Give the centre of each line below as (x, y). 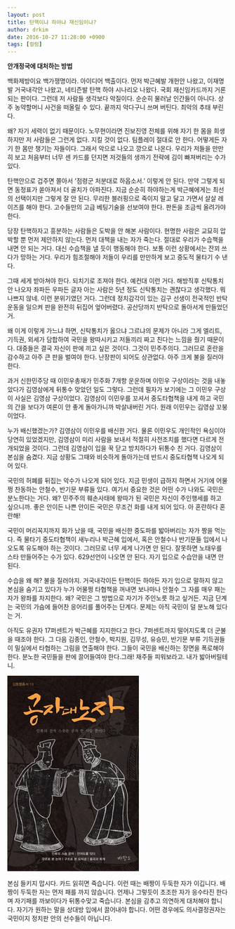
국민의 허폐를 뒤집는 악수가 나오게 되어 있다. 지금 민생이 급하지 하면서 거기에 (111, 481)
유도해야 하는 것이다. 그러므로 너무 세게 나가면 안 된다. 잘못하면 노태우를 (124, 548)
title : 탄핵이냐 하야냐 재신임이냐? (52, 22)
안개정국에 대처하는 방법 (40, 66)
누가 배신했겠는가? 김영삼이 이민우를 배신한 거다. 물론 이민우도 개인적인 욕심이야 (116, 430)
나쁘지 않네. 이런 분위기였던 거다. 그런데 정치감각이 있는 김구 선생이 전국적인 (111, 299)
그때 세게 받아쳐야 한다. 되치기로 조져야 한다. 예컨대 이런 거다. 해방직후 (103, 281)
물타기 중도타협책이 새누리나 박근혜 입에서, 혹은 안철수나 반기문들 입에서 (122, 539)
